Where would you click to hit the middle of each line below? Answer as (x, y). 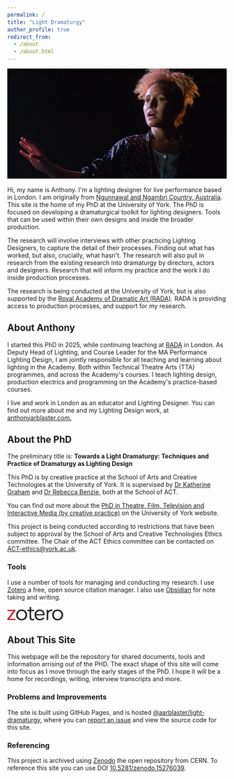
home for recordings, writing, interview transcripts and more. (95, 679)
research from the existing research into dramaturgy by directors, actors (111, 263)
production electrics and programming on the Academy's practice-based (112, 381)
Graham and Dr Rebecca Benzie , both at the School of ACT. (93, 492)
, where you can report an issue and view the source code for (128, 720)
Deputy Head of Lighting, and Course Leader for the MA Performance (107, 352)
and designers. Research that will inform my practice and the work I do (109, 270)
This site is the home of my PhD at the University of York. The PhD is (106, 204)
